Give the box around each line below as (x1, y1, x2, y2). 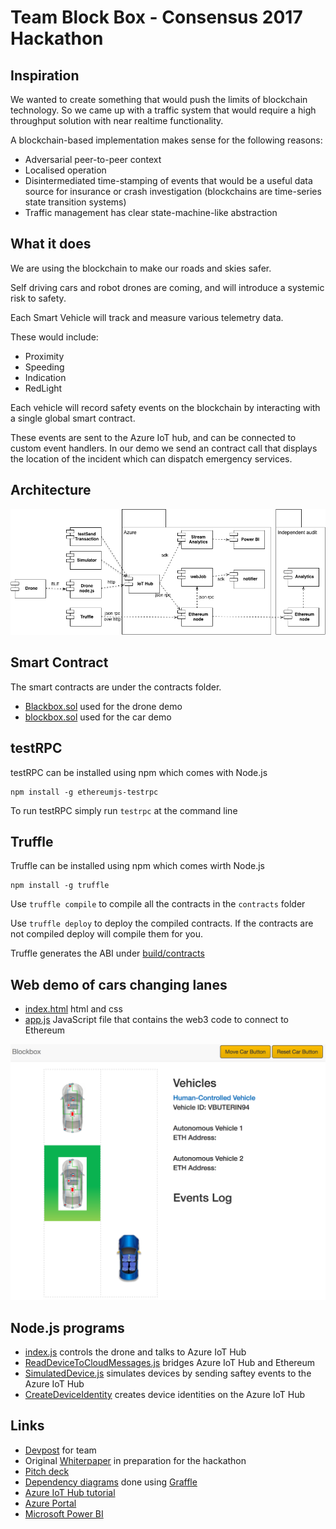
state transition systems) (24, 196, 127, 208)
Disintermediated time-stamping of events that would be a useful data (24, 175, 313, 186)
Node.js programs (10, 1319, 125, 1336)
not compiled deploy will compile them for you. (10, 928, 204, 940)
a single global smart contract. (10, 412, 136, 424)
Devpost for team (24, 1444, 97, 1456)
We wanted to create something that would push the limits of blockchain (10, 94, 308, 105)
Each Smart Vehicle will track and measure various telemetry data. (10, 311, 284, 323)
